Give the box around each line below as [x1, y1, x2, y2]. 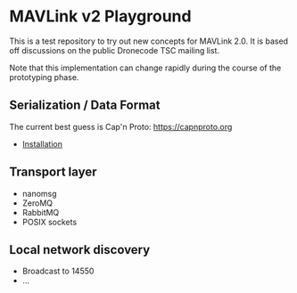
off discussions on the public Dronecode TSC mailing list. [9, 45, 220, 55]
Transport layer [9, 165, 97, 180]
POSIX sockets [21, 216, 78, 227]
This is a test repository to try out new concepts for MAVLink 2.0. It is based [9, 36, 288, 46]
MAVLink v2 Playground [9, 6, 192, 27]
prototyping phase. [9, 71, 79, 82]
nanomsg [21, 188, 57, 199]
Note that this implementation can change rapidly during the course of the [9, 62, 282, 73]
